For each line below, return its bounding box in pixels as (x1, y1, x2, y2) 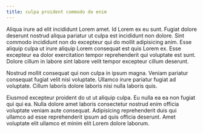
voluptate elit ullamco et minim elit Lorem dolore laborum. (6, 119, 150, 127)
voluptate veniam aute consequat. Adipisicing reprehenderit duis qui (6, 106, 177, 114)
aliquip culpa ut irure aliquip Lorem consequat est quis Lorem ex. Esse (6, 45, 182, 52)
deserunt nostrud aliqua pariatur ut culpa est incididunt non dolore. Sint (6, 31, 185, 39)
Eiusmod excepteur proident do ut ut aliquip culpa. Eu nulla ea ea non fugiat (6, 94, 196, 101)
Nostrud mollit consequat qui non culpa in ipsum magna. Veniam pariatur (6, 69, 188, 76)
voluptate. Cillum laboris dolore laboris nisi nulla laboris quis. (6, 82, 158, 89)
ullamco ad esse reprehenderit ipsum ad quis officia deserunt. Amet (6, 113, 176, 120)
